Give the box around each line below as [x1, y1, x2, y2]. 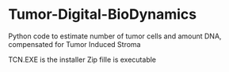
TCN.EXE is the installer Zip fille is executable [8, 55, 157, 64]
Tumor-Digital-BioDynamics [8, 5, 197, 23]
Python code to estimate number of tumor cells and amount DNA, [8, 31, 222, 41]
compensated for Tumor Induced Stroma [8, 39, 141, 49]
